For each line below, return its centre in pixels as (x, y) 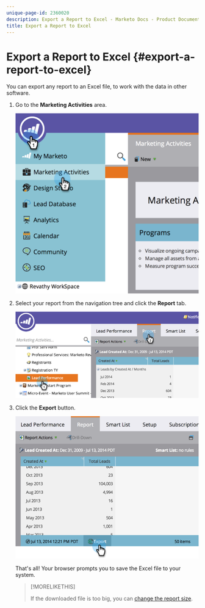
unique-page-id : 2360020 (38, 13)
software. (18, 93)
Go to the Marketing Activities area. (61, 105)
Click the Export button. (45, 408)
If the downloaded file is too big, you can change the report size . (112, 599)
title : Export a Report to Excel (49, 26)
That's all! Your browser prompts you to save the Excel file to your (98, 568)
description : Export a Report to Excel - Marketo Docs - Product (91, 19)
